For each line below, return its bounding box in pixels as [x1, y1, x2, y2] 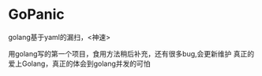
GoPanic [8, 5, 65, 24]
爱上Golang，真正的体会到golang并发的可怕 [8, 59, 152, 68]
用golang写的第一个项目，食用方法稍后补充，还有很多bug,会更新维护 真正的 [8, 49, 255, 58]
